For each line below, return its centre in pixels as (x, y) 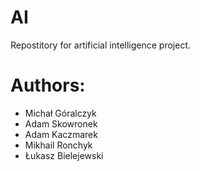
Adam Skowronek (61, 123)
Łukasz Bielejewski (64, 155)
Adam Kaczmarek (61, 134)
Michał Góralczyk (60, 113)
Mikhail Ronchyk (58, 145)
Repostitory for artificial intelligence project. (100, 45)
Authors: (48, 85)
